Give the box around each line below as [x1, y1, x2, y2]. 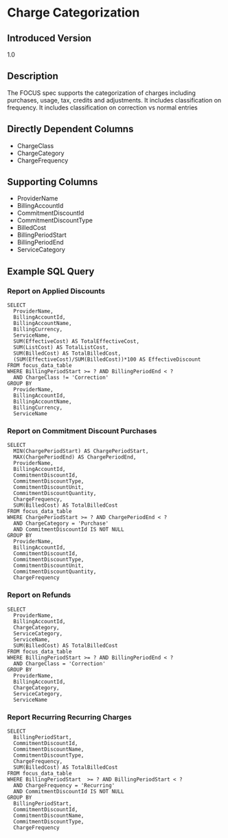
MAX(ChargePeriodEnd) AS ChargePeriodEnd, [13, 454, 137, 461]
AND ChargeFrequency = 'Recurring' [13, 782, 115, 789]
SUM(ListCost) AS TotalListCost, [13, 344, 109, 351]
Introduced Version [7, 32, 91, 44]
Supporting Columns [7, 176, 98, 188]
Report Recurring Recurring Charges [7, 712, 132, 722]
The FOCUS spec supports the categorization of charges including [7, 88, 196, 97]
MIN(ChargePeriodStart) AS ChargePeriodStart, [13, 448, 149, 455]
